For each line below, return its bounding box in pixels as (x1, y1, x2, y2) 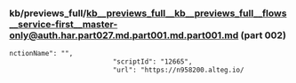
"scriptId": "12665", (112, 57, 193, 66)
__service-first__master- (9, 18, 118, 30)
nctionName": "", (9, 49, 74, 58)
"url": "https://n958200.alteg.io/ (112, 65, 244, 75)
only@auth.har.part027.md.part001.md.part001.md (9, 29, 239, 41)
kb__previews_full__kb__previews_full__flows (85, 7, 287, 19)
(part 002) (240, 29, 287, 41)
